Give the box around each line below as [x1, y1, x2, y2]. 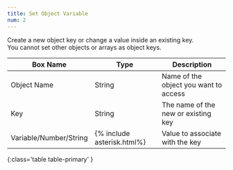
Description [172, 60, 212, 69]
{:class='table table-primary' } [7, 155, 94, 163]
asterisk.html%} [94, 137, 146, 146]
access [162, 88, 185, 98]
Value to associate [162, 128, 222, 138]
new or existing [162, 108, 212, 118]
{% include [94, 128, 130, 138]
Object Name [10, 80, 54, 90]
